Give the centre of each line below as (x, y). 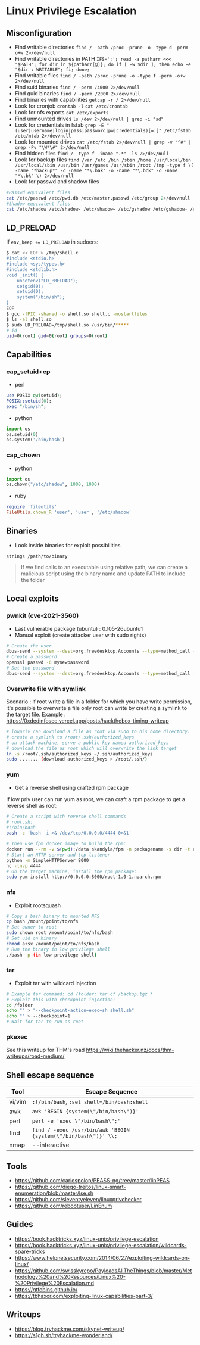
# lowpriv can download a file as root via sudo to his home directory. (98, 732)
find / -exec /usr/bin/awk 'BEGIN (81, 1130)
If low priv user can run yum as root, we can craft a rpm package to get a (96, 799)
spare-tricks (30, 1251)
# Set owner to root (32, 927)
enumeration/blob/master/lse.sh (54, 1193)
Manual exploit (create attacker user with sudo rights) (81, 635)
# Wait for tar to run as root (45, 1022)
